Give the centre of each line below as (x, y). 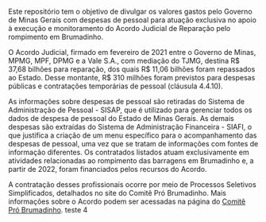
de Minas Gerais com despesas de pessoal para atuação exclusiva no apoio (132, 20)
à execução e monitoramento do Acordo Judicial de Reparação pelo (120, 28)
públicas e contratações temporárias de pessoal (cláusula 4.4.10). (116, 86)
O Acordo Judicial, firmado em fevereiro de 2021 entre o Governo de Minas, (132, 52)
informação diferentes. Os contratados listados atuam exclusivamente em (129, 152)
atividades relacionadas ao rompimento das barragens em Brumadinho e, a (131, 161)
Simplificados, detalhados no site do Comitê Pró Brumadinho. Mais (117, 193)
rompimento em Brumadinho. (56, 37)
